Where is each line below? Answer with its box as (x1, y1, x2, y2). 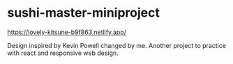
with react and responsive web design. (7, 49, 119, 57)
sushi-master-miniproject (7, 5, 160, 21)
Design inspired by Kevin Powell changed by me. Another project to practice (7, 41, 227, 49)
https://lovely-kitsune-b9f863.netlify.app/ (7, 28, 127, 36)
